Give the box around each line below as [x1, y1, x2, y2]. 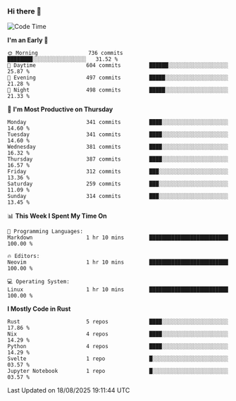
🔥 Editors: [7, 253, 40, 260]
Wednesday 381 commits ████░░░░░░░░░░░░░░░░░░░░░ [7, 144, 229, 151]
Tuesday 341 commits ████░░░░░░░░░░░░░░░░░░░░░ [7, 131, 229, 138]
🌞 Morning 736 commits [7, 49, 123, 57]
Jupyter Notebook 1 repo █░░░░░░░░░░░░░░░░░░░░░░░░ [7, 368, 229, 375]
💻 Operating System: [7, 278, 70, 285]
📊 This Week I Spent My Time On [7, 211, 107, 221]
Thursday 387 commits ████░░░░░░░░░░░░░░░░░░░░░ [7, 156, 229, 163]
